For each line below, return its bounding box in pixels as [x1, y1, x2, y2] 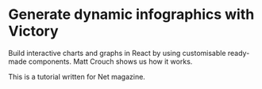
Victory [8, 22, 59, 40]
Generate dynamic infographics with [8, 6, 255, 24]
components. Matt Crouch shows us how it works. [28, 57, 193, 66]
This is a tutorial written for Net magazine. [8, 72, 145, 81]
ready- [227, 48, 250, 57]
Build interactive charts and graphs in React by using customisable [8, 48, 226, 57]
